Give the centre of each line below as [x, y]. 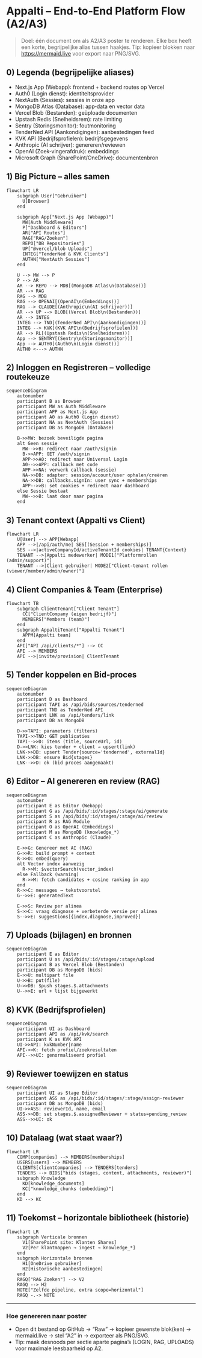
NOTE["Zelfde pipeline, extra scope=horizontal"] [81, 1290]
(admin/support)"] [29, 561]
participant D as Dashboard [52, 699]
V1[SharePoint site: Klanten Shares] [69, 1242]
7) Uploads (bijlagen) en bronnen [69, 935]
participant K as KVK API [50, 1040]
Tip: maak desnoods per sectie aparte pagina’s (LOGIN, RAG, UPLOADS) [104, 1342]
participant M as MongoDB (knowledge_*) [68, 832]
